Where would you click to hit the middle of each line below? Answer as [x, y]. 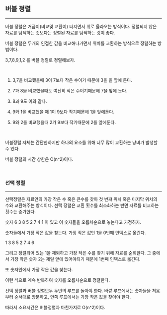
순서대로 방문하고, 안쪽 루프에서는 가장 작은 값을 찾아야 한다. [73, 297]
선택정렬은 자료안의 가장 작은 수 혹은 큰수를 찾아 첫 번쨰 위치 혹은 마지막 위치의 [81, 199]
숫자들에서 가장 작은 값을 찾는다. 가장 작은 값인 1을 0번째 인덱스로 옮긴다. [76, 233]
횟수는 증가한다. [21, 212]
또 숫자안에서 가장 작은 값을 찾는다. [39, 270]
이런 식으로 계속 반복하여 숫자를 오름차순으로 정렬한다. [58, 280]
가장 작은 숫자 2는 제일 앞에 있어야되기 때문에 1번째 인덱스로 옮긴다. [75, 259]
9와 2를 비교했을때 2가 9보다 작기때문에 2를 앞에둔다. [64, 122]
